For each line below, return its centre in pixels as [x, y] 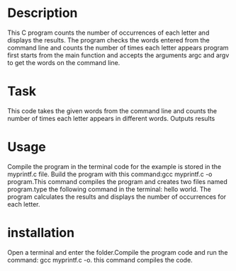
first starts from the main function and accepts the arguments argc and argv [118, 55]
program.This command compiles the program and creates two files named [118, 181]
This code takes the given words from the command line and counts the [112, 110]
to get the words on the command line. [64, 62]
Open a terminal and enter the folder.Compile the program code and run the [118, 252]
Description [43, 13]
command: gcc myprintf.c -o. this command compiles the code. [100, 260]
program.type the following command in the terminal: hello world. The [109, 189]
